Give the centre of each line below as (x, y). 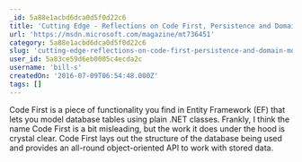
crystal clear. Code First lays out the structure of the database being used (146, 138)
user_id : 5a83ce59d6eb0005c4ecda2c (76, 59)
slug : (19, 51)
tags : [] (26, 84)
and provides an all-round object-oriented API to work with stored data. (142, 148)
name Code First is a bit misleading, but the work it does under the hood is (147, 128)
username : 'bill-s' (46, 68)
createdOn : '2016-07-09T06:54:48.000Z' (84, 76)
